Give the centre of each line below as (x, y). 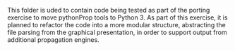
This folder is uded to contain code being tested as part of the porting (109, 10)
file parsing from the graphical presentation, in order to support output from (117, 32)
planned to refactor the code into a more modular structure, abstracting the (116, 25)
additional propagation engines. (54, 40)
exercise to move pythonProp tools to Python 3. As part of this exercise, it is (117, 17)
